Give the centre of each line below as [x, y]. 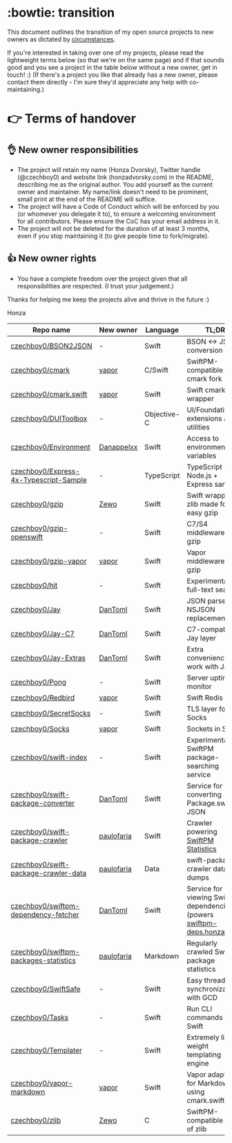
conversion [204, 350]
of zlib [196, 1128]
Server [197, 678]
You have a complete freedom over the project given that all [102, 279]
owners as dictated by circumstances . [61, 39]
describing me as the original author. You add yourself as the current [115, 184]
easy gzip [202, 512]
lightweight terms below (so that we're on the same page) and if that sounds [116, 59]
